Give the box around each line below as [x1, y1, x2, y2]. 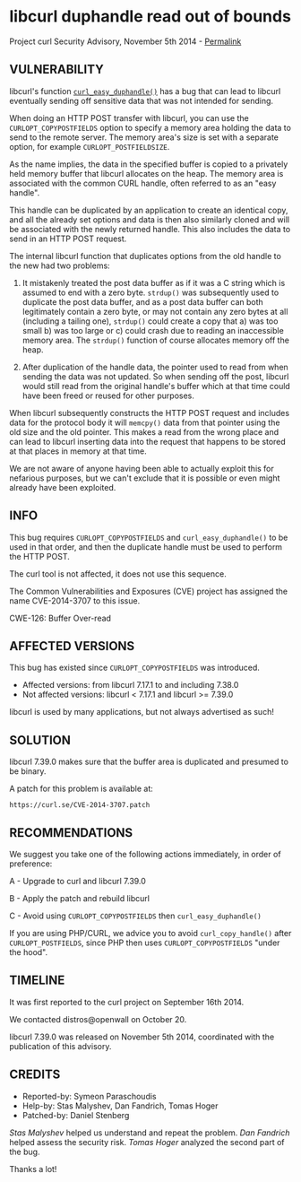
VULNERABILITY [9, 62, 105, 77]
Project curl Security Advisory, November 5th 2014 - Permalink [9, 36, 242, 47]
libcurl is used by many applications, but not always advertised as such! [9, 707, 275, 717]
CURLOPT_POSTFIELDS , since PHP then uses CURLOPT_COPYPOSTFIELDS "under [9, 937, 280, 948]
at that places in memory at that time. [9, 446, 147, 456]
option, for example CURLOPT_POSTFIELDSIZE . [9, 141, 170, 152]
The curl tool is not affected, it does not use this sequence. [9, 568, 227, 579]
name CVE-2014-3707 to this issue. [9, 595, 141, 606]
